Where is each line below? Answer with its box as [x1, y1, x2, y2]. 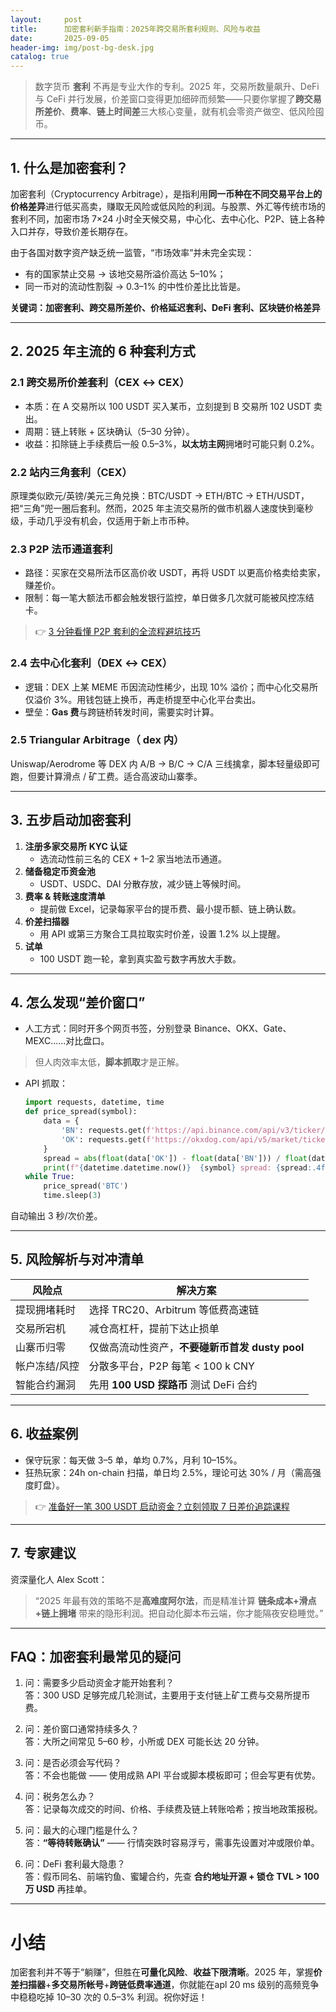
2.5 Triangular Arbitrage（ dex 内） [10, 733, 185, 747]
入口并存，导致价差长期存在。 [10, 225, 133, 237]
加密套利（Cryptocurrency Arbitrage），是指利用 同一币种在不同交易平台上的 [10, 187, 323, 200]
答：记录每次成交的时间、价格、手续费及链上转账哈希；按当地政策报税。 [24, 1803, 323, 1815]
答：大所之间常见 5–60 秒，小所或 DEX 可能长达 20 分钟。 [24, 1736, 265, 1748]
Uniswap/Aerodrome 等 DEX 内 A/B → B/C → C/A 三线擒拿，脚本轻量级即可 [10, 757, 321, 770]
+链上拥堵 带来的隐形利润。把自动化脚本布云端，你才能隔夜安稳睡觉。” [34, 1607, 324, 1619]
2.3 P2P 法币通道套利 [10, 542, 113, 556]
